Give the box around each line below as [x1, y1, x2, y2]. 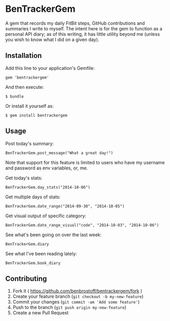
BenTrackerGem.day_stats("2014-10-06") [5, 184, 91, 190]
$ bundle [5, 93, 24, 99]
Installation [5, 51, 42, 60]
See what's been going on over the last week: [5, 232, 102, 238]
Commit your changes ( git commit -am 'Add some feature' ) [12, 299, 140, 305]
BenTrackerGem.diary [5, 241, 50, 247]
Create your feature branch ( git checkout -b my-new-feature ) [12, 293, 144, 299]
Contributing [5, 274, 47, 283]
